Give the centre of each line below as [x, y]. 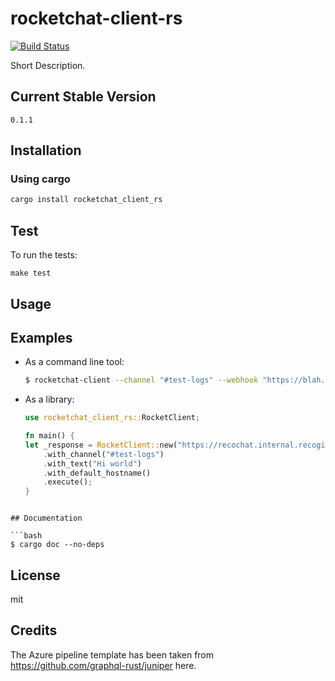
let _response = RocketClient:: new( [101, 445]
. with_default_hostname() [97, 473]
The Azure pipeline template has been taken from [112, 654]
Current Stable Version [83, 97]
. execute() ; [68, 482]
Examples [41, 337]
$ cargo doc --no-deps [57, 545]
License [35, 575]
